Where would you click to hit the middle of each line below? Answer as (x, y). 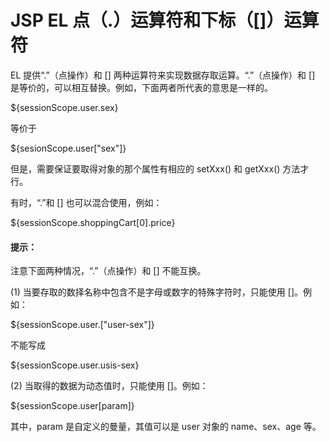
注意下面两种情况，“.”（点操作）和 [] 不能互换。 (108, 271)
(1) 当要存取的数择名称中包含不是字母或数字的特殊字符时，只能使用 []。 (156, 292)
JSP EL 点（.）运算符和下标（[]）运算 (165, 20)
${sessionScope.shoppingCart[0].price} (93, 222)
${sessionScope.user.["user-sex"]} (82, 325)
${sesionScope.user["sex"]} (68, 148)
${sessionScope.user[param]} (72, 406)
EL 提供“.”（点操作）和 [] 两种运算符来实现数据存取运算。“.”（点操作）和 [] (163, 75)
